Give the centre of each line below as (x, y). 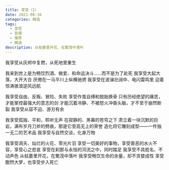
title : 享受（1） (22, 10)
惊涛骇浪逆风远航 (23, 86)
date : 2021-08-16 (24, 15)
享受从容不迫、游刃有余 (39, 109)
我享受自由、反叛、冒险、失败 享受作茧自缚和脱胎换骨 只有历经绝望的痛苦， (84, 96)
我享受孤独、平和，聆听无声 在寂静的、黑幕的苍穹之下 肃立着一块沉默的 (80, 120)
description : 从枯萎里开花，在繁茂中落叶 (45, 47)
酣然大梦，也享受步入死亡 (32, 162)
